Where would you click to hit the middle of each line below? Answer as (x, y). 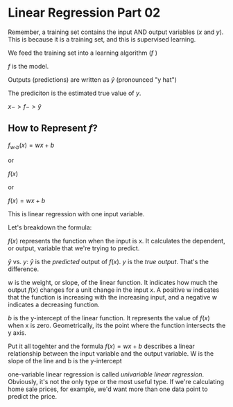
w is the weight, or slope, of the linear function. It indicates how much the (113, 282)
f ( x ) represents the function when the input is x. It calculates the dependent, (116, 241)
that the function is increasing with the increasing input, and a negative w (113, 297)
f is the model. (28, 66)
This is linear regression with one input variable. (76, 214)
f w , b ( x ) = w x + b (31, 146)
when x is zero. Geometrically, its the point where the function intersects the (117, 325)
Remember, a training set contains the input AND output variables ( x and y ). (116, 32)
